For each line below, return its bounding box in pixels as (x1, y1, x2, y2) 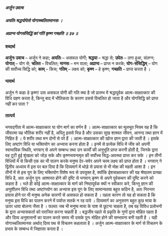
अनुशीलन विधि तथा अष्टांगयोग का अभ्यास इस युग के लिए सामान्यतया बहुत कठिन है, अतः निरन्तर (5, 186, 155, 192)
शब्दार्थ (5, 43, 15, 49)
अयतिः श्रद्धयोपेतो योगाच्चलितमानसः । (5, 17, 62, 23)
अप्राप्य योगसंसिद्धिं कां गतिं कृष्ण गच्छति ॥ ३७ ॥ (5, 31, 78, 37)
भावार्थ (5, 78, 15, 84)
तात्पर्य (5, 112, 15, 119)
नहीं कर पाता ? (5, 101, 29, 107)
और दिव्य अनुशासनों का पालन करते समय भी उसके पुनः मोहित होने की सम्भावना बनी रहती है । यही (5, 214, 157, 220)
